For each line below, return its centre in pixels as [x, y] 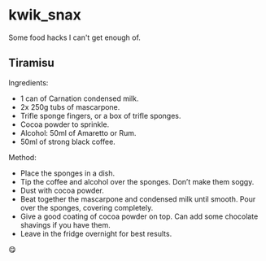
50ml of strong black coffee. [68, 141]
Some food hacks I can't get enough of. [74, 37]
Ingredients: [28, 82]
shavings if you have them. [65, 224]
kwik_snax [45, 15]
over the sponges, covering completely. [87, 207]
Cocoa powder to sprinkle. [65, 124]
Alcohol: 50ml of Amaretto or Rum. [78, 133]
